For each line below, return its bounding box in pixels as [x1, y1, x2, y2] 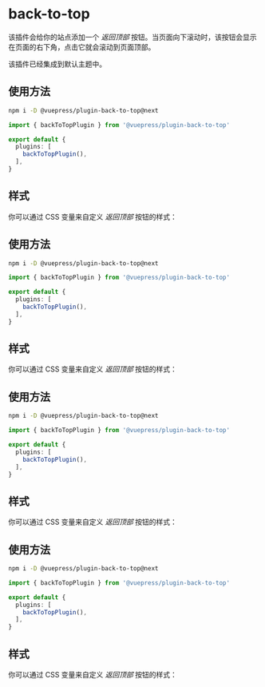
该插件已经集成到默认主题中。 [8, 59, 106, 69]
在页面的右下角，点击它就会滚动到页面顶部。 [8, 42, 156, 52]
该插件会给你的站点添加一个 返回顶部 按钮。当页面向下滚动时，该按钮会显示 [8, 32, 257, 42]
